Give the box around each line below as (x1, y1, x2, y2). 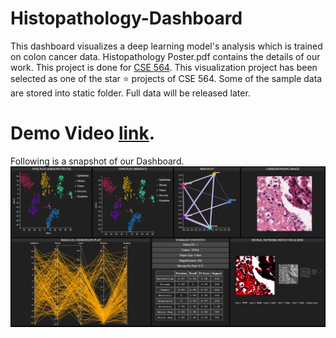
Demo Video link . (10, 122, 156, 145)
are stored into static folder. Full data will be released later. (10, 87, 251, 99)
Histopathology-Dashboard (10, 7, 243, 30)
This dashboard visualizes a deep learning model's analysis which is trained (10, 40, 323, 52)
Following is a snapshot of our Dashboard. (10, 155, 185, 167)
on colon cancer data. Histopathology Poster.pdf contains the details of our (10, 50, 321, 62)
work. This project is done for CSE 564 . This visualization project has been (10, 61, 318, 73)
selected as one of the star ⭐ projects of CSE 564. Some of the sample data (10, 72, 323, 84)
